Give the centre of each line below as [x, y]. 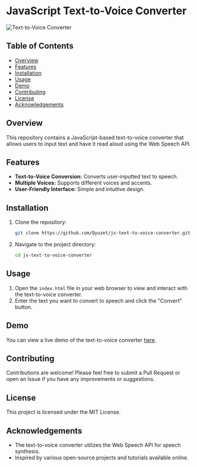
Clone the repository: [41, 222]
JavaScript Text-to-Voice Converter [96, 11]
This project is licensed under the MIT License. [63, 412]
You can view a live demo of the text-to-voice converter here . [81, 340]
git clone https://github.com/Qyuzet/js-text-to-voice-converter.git [103, 233]
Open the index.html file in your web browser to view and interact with [101, 288]
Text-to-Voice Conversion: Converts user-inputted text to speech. [96, 177]
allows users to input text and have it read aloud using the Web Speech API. [99, 144]
